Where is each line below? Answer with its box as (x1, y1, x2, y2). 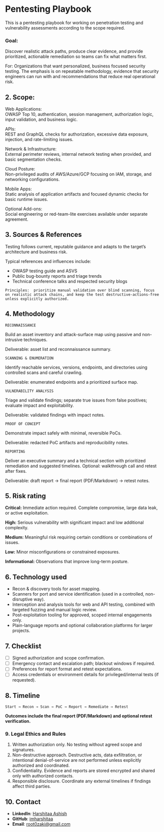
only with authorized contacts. (12, 773, 74, 779)
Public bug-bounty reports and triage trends (12, 273, 102, 279)
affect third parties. (12, 783, 52, 789)
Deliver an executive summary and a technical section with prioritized (5, 458, 146, 463)
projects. (12, 628, 30, 633)
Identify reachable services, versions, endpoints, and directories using (5, 364, 148, 370)
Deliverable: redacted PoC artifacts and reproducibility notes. (5, 439, 129, 445)
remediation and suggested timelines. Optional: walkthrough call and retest (5, 463, 157, 469)
